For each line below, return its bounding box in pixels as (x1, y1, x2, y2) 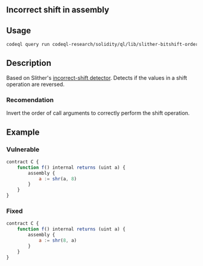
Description (6, 58, 51, 68)
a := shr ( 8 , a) (38, 237, 77, 244)
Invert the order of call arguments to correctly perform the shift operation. (6, 109, 190, 117)
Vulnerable (6, 145, 40, 154)
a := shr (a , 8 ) (38, 175, 77, 182)
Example (6, 127, 40, 137)
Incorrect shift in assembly (6, 5, 110, 15)
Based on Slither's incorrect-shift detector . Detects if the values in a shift (6, 74, 187, 81)
